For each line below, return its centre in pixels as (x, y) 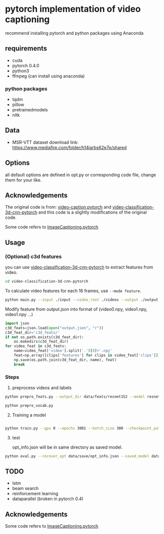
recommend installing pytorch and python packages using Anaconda (74, 33)
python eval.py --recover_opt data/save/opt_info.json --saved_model (77, 456)
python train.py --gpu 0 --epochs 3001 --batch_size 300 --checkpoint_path (84, 428)
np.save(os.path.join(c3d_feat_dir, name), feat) (65, 360)
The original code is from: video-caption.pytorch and (58, 207)
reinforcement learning (35, 494)
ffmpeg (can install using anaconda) (48, 76)
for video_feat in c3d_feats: (36, 346)
